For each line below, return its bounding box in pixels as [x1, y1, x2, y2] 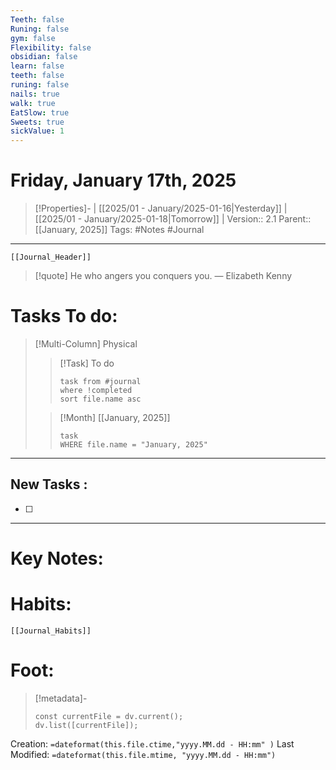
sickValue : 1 [10, 126, 65, 136]
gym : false [10, 33, 56, 43]
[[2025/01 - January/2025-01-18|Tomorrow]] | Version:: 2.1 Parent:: [34, 213, 312, 225]
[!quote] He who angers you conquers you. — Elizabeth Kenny [34, 270, 293, 282]
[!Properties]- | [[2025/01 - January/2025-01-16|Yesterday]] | [34, 202, 288, 215]
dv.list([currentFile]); [34, 720, 139, 730]
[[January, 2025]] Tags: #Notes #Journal [34, 224, 205, 236]
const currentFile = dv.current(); [34, 711, 184, 721]
